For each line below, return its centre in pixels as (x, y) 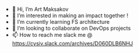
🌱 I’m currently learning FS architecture (61, 22)
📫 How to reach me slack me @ (52, 35)
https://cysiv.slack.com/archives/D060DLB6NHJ (73, 43)
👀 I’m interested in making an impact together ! (70, 15)
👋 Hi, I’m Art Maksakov (40, 9)
